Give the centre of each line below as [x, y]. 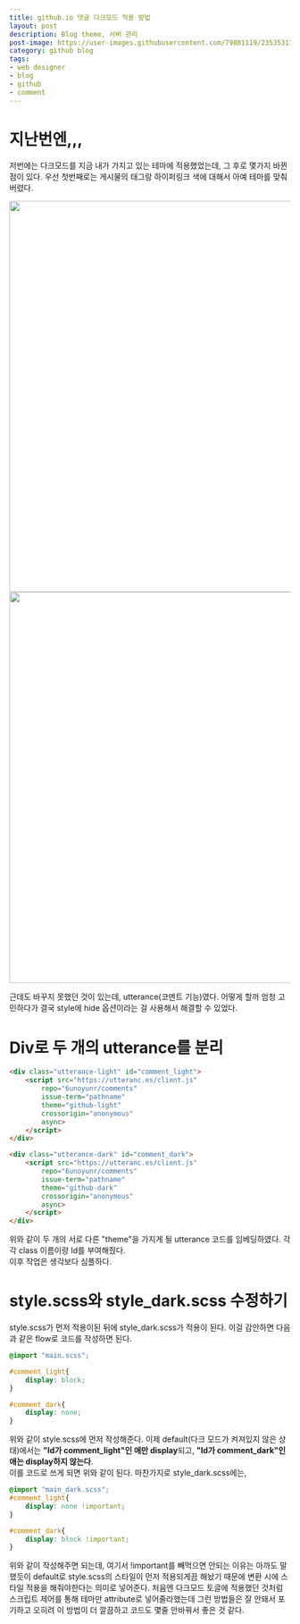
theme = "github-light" [82, 1105]
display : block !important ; [77, 1539]
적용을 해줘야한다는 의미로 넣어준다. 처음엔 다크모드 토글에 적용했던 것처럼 [154, 1588]
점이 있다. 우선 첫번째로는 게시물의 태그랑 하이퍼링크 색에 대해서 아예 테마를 [140, 177]
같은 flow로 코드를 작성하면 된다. [75, 1339]
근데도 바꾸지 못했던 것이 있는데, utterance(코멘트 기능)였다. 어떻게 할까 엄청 [143, 997]
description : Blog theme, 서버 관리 [74, 34]
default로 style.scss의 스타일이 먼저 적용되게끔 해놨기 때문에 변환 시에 [156, 1577]
